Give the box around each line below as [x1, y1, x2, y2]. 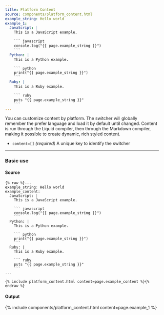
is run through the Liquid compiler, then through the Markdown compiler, [5, 126, 151, 132]
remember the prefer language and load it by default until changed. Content [5, 121, 158, 126]
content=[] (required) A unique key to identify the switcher [12, 141, 130, 146]
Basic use [5, 157, 29, 164]
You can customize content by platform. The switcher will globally [5, 116, 138, 121]
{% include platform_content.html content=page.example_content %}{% [5, 279, 150, 284]
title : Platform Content [5, 7, 56, 12]
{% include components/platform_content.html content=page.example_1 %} [5, 304, 157, 310]
